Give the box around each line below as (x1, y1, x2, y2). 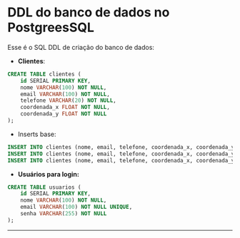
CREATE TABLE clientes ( (7, 71, 81, 78)
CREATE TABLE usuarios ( (7, 183, 81, 191)
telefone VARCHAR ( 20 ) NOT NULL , (20, 97, 116, 104)
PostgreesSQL (7, 19, 95, 36)
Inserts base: (17, 130, 56, 138)
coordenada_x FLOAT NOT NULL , (20, 104, 111, 111)
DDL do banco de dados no (7, 4, 170, 21)
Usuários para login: (17, 170, 80, 178)
